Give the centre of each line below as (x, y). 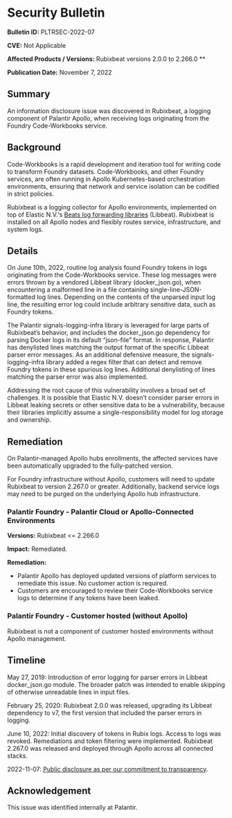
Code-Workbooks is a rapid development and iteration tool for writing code (114, 164)
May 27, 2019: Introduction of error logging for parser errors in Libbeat (107, 677)
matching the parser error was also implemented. (78, 377)
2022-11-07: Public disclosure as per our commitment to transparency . (108, 769)
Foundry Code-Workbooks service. (57, 126)
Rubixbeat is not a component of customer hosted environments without (110, 631)
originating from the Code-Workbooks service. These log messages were (112, 275)
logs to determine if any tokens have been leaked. (88, 598)
